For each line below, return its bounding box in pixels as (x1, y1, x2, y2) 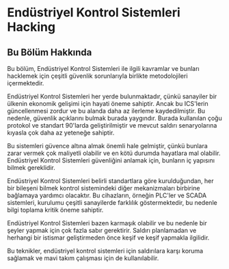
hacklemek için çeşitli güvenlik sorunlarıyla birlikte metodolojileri (7, 72, 188, 80)
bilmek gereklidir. (7, 164, 56, 171)
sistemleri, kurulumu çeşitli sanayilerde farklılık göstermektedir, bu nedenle (7, 199, 217, 206)
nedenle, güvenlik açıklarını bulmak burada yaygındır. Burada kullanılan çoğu (7, 114, 222, 122)
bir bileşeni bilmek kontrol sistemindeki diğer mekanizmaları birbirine (7, 184, 200, 192)
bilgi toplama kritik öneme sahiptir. (7, 206, 104, 214)
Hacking (7, 19, 56, 35)
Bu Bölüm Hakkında (7, 46, 92, 58)
